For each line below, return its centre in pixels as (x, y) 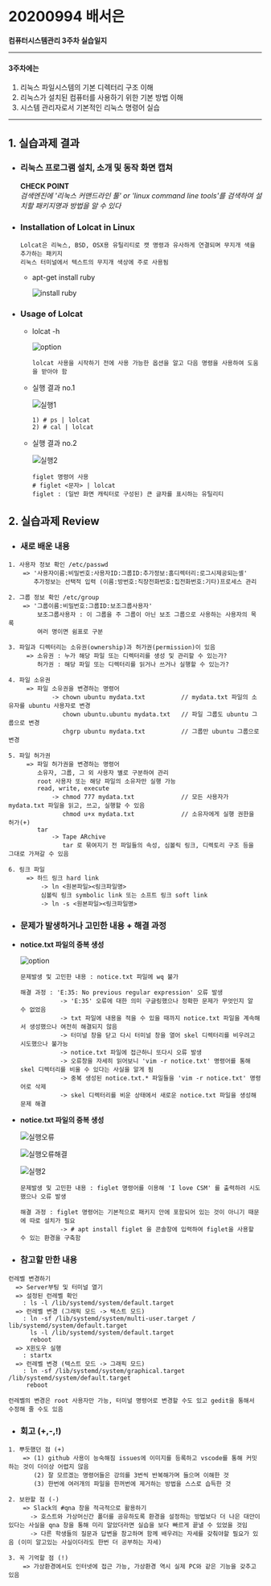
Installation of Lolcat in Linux (77, 227)
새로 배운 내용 (45, 546)
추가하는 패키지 (41, 254)
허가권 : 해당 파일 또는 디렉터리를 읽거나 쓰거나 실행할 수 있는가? (133, 665)
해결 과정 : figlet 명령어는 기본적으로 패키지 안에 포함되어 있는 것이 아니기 (132, 1213)
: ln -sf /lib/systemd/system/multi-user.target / (109, 1318)
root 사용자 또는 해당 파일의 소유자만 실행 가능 (107, 782)
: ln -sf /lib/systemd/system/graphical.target (104, 1371)
